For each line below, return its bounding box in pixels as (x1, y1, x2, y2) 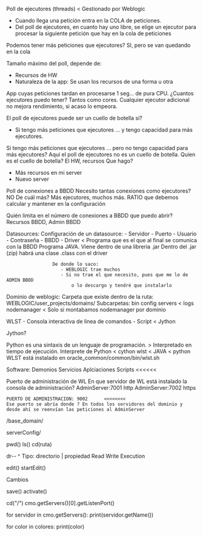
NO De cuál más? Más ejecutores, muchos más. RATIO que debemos (6, 194, 179, 201)
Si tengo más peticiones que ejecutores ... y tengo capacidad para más (15, 126, 193, 133)
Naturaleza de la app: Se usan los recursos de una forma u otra (15, 78, 173, 85)
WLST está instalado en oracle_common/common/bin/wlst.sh (6, 355, 160, 361)
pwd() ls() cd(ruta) (6, 441, 53, 448)
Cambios (6, 476, 29, 483)
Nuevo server (15, 175, 50, 183)
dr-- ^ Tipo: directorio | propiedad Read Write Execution (6, 452, 145, 460)
